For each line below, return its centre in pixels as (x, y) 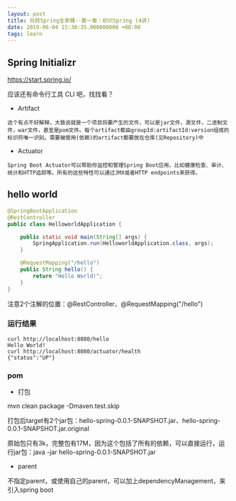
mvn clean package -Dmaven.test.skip (63, 406)
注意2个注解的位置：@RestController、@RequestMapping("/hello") (105, 304)
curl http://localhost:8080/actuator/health (74, 351)
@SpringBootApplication (43, 211)
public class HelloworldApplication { (64, 224)
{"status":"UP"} (31, 358)
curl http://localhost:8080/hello (58, 339)
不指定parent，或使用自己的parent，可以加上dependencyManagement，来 (117, 481)
